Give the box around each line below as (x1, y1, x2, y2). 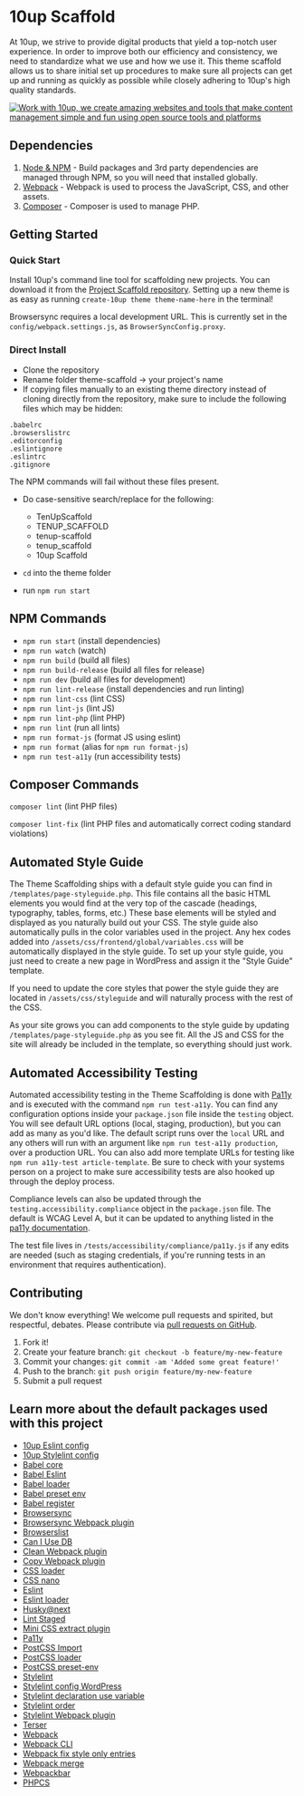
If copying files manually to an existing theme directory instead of (22, 383, 267, 394)
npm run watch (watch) (22, 645, 107, 655)
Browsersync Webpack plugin (22, 1517, 135, 1528)
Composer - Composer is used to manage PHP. (22, 200, 201, 211)
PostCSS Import (22, 1642, 83, 1653)
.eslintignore (9, 444, 63, 453)
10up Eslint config (22, 1440, 90, 1451)
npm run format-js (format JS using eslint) (22, 732, 181, 743)
